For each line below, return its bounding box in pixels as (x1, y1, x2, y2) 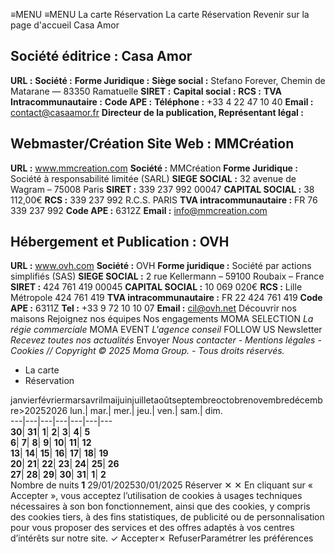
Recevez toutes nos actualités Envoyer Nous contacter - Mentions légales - (10, 334, 322, 346)
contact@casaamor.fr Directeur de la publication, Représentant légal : (10, 106, 304, 118)
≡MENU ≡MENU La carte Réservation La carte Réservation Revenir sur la (10, 9, 310, 20)
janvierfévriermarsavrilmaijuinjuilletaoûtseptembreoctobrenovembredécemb (10, 394, 323, 406)
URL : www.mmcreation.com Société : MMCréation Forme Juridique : (10, 162, 298, 174)
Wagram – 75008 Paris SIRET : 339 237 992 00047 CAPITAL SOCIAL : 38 (10, 183, 315, 195)
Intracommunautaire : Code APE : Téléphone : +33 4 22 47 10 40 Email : (10, 95, 314, 108)
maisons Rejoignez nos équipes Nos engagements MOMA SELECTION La (10, 313, 314, 325)
